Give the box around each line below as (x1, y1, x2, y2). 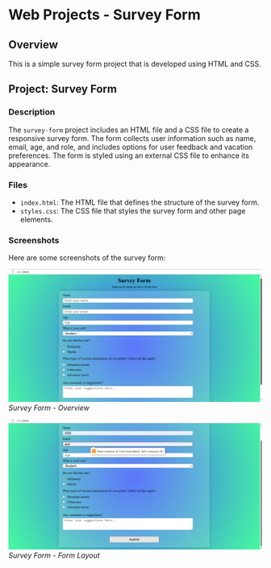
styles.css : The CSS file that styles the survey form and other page (19, 205, 246, 215)
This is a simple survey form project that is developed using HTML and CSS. (8, 59, 261, 68)
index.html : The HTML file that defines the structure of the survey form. (19, 197, 260, 207)
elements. (19, 214, 54, 224)
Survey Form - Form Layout (8, 550, 101, 561)
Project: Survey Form (8, 82, 117, 96)
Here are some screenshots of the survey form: (8, 253, 166, 263)
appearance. (8, 159, 51, 168)
